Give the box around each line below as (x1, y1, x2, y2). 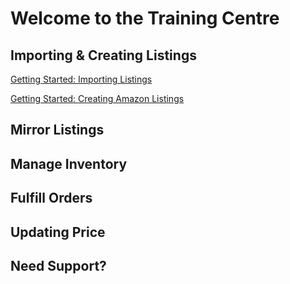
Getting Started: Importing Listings (10, 73, 153, 85)
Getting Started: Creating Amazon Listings (10, 93, 185, 104)
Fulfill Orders (10, 190, 93, 207)
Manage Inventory (10, 155, 128, 172)
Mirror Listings (10, 122, 105, 139)
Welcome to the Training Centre (10, 7, 280, 30)
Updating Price (10, 223, 106, 241)
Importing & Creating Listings (10, 47, 197, 64)
